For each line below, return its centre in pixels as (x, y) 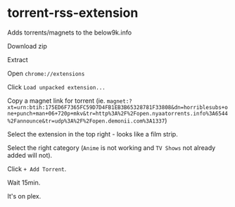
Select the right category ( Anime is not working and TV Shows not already (112, 148)
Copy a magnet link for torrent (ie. (56, 101)
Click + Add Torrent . (37, 169)
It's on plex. (24, 196)
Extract (18, 59)
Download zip (27, 46)
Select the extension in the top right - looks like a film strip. (93, 134)
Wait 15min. (24, 182)
